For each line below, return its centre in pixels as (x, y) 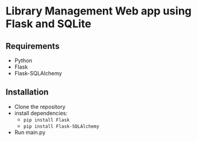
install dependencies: (41, 113)
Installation (27, 92)
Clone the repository (40, 106)
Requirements (33, 46)
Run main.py (30, 132)
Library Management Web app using (99, 11)
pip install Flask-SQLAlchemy (61, 126)
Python (23, 60)
